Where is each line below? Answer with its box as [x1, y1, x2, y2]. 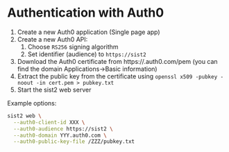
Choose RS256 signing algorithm [27, 42, 119, 51]
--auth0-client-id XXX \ [13, 119, 85, 126]
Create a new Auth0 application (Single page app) [17, 28, 161, 36]
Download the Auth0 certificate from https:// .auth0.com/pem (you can [17, 57, 218, 65]
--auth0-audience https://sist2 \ [13, 125, 113, 133]
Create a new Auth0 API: [17, 35, 88, 43]
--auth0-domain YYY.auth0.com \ [13, 132, 108, 139]
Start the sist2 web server [17, 85, 92, 94]
